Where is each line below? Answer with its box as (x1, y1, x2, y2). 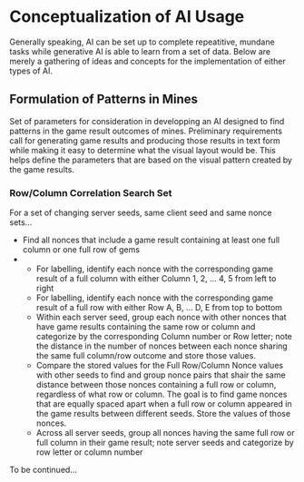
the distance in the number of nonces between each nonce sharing (35, 340, 288, 351)
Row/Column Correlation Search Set (9, 186, 172, 199)
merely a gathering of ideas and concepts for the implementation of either (9, 55, 286, 66)
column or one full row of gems (22, 244, 141, 255)
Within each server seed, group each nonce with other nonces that (35, 311, 288, 323)
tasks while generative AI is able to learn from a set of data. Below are (9, 45, 270, 56)
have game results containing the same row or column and (35, 321, 256, 332)
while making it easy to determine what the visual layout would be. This (9, 144, 277, 155)
